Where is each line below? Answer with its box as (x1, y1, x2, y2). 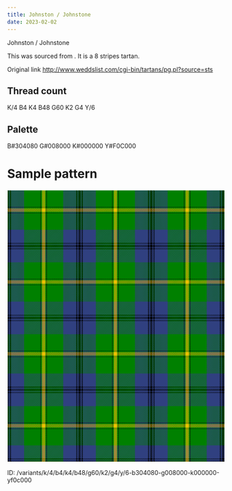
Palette (7, 123, 39, 135)
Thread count (7, 85, 67, 97)
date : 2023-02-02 (7, 18, 57, 26)
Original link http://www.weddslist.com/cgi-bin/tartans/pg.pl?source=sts (7, 65, 213, 73)
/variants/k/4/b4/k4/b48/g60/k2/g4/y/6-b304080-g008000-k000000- (16, 469, 220, 477)
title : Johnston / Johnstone (7, 11, 91, 18)
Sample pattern (7, 166, 98, 182)
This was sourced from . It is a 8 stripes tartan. (7, 52, 140, 60)
